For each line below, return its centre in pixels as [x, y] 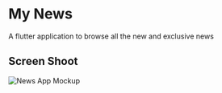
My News [40, 14]
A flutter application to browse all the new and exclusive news [111, 36]
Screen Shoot [43, 61]
